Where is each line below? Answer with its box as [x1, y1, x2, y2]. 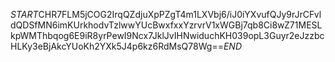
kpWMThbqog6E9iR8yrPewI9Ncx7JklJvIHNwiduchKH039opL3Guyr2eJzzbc [10, 30, 325, 41]
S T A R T [10, 9, 39, 20]
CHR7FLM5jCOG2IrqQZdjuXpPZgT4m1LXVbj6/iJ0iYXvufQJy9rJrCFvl [38, 9, 322, 20]
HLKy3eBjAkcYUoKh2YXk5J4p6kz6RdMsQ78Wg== [10, 40, 224, 52]
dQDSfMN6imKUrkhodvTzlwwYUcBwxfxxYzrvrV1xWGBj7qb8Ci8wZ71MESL [10, 19, 323, 31]
